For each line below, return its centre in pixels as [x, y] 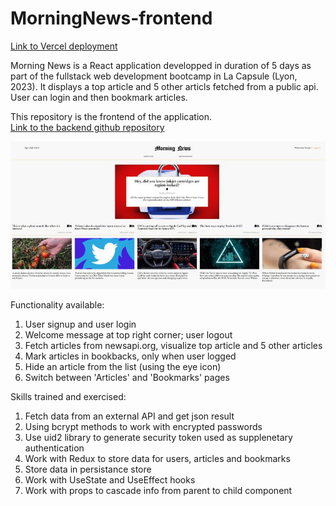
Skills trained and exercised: [68, 397]
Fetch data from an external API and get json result [129, 416]
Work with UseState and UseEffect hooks [110, 480]
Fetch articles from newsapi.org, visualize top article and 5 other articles [173, 346]
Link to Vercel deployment [64, 46]
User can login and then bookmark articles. [99, 97]
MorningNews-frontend [111, 18]
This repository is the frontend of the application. [111, 116]
